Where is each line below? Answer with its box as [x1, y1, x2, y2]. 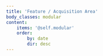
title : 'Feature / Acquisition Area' [6, 8, 98, 15]
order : [16, 30, 33, 36]
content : [6, 19, 28, 25]
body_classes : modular [6, 14, 61, 20]
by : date [27, 36, 49, 41]
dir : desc [27, 41, 51, 47]
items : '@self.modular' [16, 24, 75, 31]
